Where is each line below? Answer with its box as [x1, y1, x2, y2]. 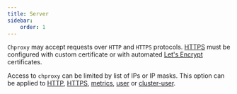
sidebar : [7, 17, 33, 24]
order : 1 [20, 23, 46, 30]
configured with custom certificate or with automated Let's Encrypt [7, 50, 203, 59]
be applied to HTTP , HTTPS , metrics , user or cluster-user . [7, 79, 176, 88]
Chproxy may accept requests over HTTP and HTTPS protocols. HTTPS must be [7, 43, 231, 52]
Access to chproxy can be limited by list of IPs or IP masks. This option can [7, 71, 225, 80]
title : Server [7, 10, 50, 18]
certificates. [7, 58, 42, 66]
